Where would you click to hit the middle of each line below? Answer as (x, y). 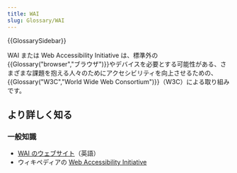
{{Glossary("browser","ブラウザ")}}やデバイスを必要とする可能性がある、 (114, 64)
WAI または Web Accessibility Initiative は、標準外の (83, 55)
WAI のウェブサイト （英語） (59, 153)
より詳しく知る (40, 115)
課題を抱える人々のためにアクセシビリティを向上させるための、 (125, 73)
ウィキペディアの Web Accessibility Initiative (82, 162)
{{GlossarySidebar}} (37, 40)
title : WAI (23, 14)
